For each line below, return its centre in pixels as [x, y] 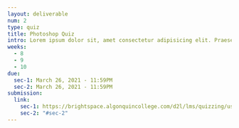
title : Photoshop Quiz [41, 34]
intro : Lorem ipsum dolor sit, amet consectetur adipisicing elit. [110, 41]
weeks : [17, 47]
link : [22, 100]
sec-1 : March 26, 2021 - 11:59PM [63, 80]
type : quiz [23, 27]
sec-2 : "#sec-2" [44, 113]
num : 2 [17, 21]
